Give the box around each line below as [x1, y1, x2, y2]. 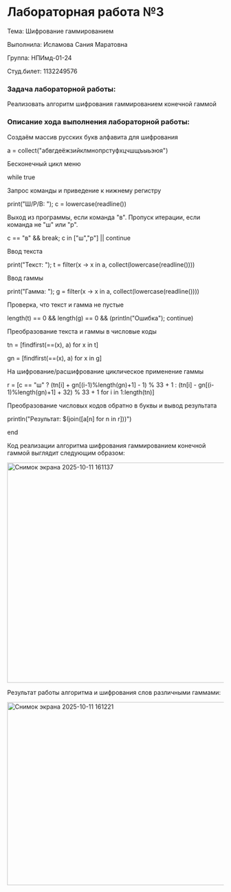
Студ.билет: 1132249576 [7, 67, 78, 75]
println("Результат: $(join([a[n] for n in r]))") [7, 414, 132, 423]
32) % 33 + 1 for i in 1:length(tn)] [63, 387, 155, 396]
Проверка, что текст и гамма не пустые [7, 301, 124, 309]
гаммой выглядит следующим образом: [7, 449, 125, 457]
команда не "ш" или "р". [7, 220, 78, 228]
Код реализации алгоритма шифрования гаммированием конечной [7, 441, 206, 449]
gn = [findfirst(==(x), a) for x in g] [7, 354, 102, 362]
